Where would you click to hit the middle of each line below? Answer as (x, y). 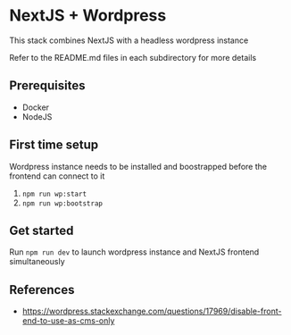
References (42, 290)
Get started (42, 230)
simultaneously (37, 262)
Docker (36, 107)
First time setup (54, 145)
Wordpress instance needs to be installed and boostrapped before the (138, 166)
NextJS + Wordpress (88, 16)
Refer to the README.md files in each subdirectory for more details (133, 57)
